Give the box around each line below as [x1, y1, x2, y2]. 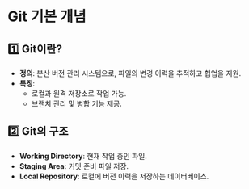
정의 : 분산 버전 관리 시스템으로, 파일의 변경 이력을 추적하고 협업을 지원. [19, 69, 242, 78]
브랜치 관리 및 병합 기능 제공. [31, 99, 122, 108]
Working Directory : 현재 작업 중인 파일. [19, 151, 147, 161]
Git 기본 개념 [7, 7, 87, 26]
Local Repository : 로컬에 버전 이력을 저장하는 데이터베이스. [19, 171, 209, 181]
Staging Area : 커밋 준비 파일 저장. [19, 161, 129, 170]
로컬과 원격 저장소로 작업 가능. [31, 89, 127, 98]
